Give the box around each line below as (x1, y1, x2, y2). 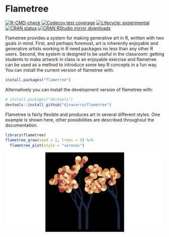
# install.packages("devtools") (5, 97, 73, 102)
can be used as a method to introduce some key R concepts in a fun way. (5, 62, 158, 68)
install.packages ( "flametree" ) (5, 77, 71, 82)
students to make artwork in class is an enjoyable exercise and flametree (5, 56, 156, 62)
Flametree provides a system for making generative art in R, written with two (5, 35, 164, 41)
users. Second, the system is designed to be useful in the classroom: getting (5, 51, 164, 57)
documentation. (5, 122, 38, 128)
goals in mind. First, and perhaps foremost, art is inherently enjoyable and (5, 40, 158, 46)
